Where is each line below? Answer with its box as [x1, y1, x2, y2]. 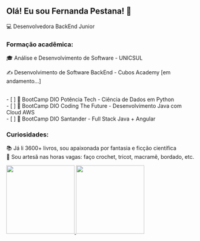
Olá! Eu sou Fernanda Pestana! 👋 [6, 6, 132, 16]
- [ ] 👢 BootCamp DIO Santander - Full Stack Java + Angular [6, 115, 156, 122]
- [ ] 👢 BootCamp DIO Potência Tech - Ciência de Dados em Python [6, 96, 175, 103]
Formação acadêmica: [6, 40, 74, 49]
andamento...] [6, 77, 41, 85]
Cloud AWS [6, 109, 35, 116]
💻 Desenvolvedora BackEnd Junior [6, 23, 95, 30]
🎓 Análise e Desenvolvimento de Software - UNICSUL [6, 54, 143, 61]
